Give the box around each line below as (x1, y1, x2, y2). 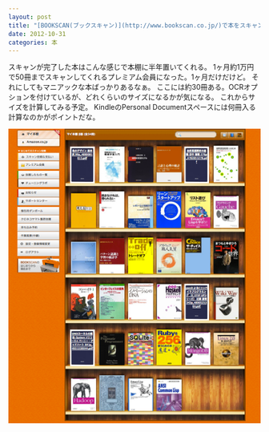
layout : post (8, 13, 52, 21)
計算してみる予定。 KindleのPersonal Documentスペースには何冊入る (29, 103, 256, 112)
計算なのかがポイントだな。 (8, 112, 100, 122)
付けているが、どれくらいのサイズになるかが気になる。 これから (35, 92, 249, 102)
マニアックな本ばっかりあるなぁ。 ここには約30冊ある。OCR (42, 83, 244, 92)
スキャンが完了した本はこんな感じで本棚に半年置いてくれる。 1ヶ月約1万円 (8, 63, 255, 72)
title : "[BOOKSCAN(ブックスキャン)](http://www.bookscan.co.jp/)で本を (8, 21, 240, 30)
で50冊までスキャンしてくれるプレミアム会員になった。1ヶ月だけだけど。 (8, 72, 251, 82)
